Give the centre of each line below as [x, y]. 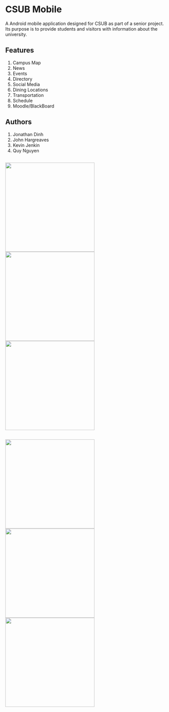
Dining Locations [30, 90]
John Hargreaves [31, 140]
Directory [22, 79]
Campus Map [27, 63]
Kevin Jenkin [26, 145]
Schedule [23, 100]
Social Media [26, 84]
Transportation [28, 95]
